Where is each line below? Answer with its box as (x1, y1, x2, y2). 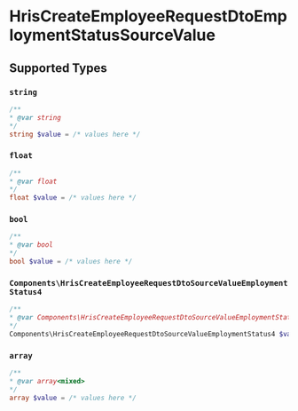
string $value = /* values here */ (9, 130, 141, 138)
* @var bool (9, 241, 53, 249)
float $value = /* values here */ (9, 194, 137, 202)
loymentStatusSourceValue (9, 25, 216, 45)
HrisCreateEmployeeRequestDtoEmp (9, 6, 288, 27)
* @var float (9, 177, 58, 186)
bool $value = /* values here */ (9, 257, 133, 266)
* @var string (9, 113, 62, 122)
